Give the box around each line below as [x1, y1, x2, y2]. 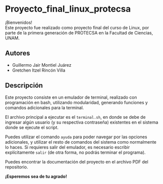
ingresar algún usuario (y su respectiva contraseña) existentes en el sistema [5, 119, 159, 125]
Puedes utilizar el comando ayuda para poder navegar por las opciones [5, 134, 147, 140]
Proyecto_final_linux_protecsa [5, 3, 131, 15]
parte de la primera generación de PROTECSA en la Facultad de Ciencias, [5, 30, 153, 36]
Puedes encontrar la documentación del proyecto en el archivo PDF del [5, 159, 149, 165]
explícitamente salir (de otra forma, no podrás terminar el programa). [5, 149, 146, 155]
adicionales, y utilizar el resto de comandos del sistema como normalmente [5, 139, 157, 145]
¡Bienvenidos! [5, 19, 33, 25]
